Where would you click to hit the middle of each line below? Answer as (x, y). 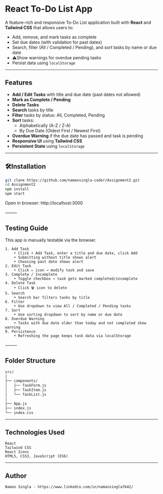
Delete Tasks (25, 105)
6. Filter (15, 302)
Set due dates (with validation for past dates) (57, 42)
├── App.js (16, 404)
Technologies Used (35, 432)
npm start (15, 194)
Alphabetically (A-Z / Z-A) (45, 125)
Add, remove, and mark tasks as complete (54, 37)
